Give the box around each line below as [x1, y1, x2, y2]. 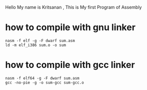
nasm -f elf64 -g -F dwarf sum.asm [5, 75, 80, 80]
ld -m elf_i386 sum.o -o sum [5, 42, 66, 47]
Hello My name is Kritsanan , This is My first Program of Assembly [5, 4, 142, 10]
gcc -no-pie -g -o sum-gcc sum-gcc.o [5, 80, 84, 85]
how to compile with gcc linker [5, 59, 135, 70]
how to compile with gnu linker [5, 22, 136, 33]
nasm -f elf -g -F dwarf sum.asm [5, 38, 75, 43]
